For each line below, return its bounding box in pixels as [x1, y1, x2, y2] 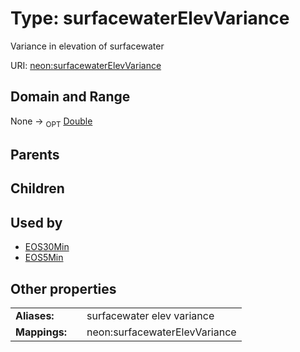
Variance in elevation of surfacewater [10, 40, 165, 52]
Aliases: [15, 308, 55, 322]
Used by [10, 214, 63, 231]
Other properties [10, 280, 117, 297]
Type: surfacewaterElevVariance [10, 7, 290, 30]
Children [10, 180, 65, 197]
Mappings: [15, 325, 68, 339]
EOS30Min [24, 241, 70, 253]
